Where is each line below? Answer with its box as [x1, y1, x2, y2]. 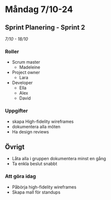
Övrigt [5, 143, 25, 151]
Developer [12, 80, 33, 86]
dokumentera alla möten [12, 123, 61, 130]
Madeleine [19, 65, 41, 70]
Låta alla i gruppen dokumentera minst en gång [12, 156, 106, 162]
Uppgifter [5, 107, 28, 114]
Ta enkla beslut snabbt [12, 161, 57, 167]
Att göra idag [5, 173, 36, 180]
